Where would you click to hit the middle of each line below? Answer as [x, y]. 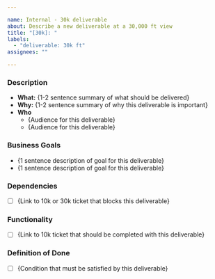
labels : [18, 39]
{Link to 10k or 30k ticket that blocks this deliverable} [94, 201]
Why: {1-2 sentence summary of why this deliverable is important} [113, 105]
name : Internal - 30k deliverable [57, 19]
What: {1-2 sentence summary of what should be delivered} [103, 97]
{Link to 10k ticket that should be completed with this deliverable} [111, 234]
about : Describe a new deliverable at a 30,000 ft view [90, 26]
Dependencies [32, 186]
